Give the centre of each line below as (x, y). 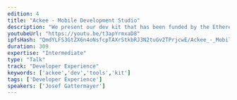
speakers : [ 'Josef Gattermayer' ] (56, 86)
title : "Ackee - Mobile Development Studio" (74, 20)
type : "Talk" (26, 60)
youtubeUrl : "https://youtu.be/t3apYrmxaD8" (74, 33)
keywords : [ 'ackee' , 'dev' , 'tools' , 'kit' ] (69, 73)
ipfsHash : (22, 40)
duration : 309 (28, 46)
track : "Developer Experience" (53, 66)
